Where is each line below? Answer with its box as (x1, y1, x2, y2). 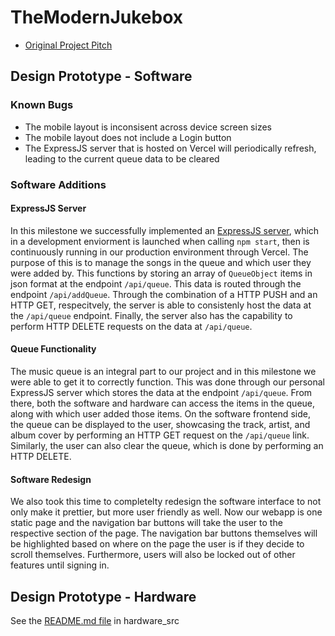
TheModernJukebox (10, 6, 184, 29)
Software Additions (10, 177, 107, 191)
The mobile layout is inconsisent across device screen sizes (24, 121, 272, 133)
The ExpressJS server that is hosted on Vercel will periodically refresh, (24, 142, 317, 154)
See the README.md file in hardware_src (10, 614, 180, 626)
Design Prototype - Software (10, 68, 193, 85)
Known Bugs (10, 98, 74, 112)
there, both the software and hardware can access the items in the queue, (10, 397, 316, 409)
